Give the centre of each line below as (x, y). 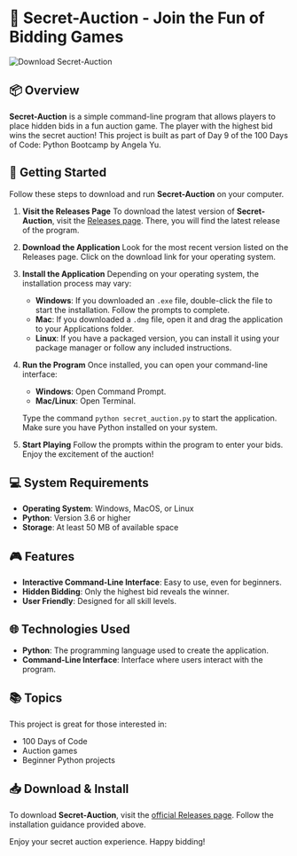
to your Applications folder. (85, 328)
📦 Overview (44, 91)
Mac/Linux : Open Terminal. (86, 401)
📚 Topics (36, 699)
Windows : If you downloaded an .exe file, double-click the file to (154, 300)
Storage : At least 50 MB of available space (100, 528)
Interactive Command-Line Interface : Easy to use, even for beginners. (152, 582)
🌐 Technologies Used (70, 629)
